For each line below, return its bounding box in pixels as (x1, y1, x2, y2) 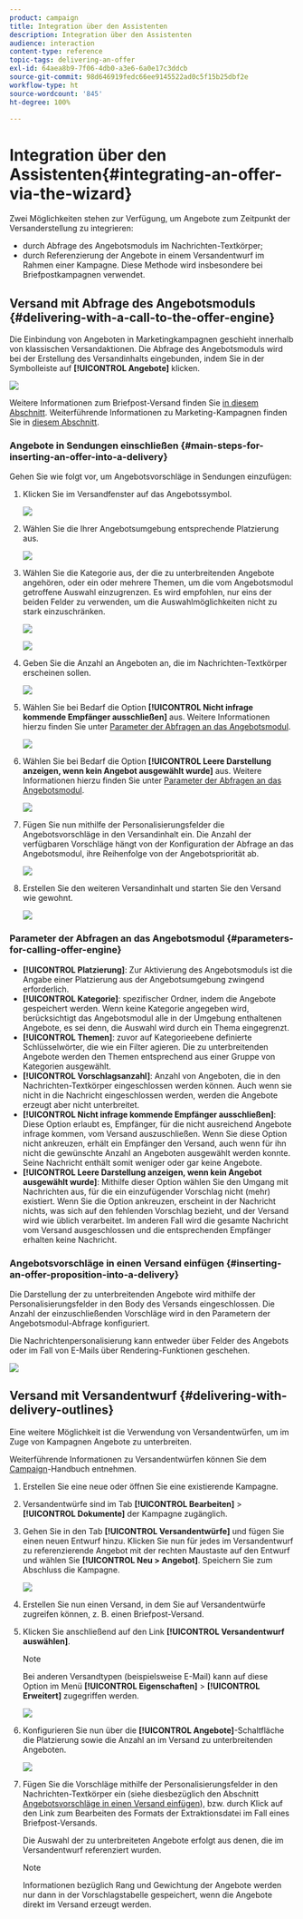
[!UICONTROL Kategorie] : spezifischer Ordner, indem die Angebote (22, 993, 276, 1004)
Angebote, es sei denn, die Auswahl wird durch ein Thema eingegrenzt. (22, 1022, 289, 1033)
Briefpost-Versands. (22, 1816, 98, 1828)
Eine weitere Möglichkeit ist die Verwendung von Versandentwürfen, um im (9, 1426, 289, 1437)
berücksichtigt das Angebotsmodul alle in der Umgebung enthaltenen (22, 1013, 282, 1023)
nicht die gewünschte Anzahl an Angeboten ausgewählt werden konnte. (22, 1147, 291, 1158)
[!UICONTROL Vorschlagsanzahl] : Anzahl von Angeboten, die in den (22, 1070, 281, 1081)
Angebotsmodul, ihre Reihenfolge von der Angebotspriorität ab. (22, 848, 260, 859)
